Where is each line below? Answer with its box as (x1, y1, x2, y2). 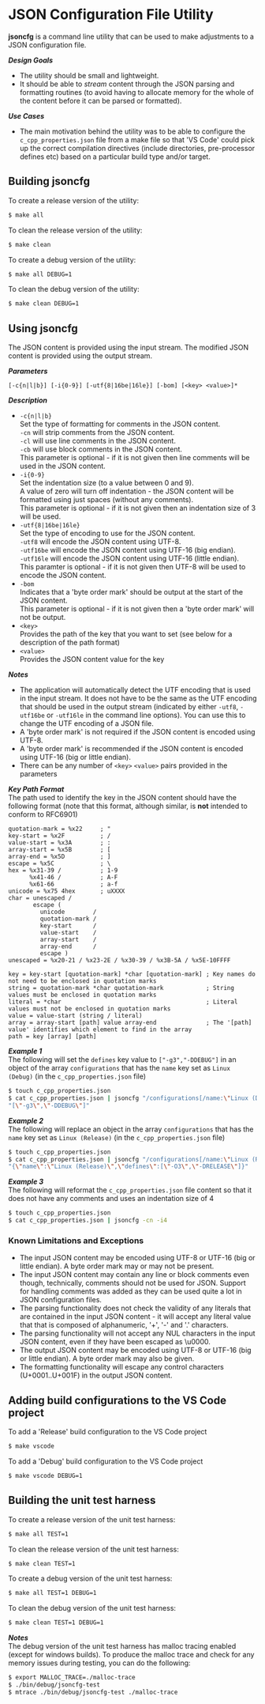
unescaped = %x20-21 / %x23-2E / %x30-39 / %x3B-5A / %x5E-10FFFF (8, 957, 231, 965)
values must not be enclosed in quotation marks (8, 1005, 171, 1013)
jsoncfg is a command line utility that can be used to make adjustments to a (8, 32, 255, 41)
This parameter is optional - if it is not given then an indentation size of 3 (19, 504, 256, 513)
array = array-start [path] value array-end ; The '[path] (8, 1018, 252, 1027)
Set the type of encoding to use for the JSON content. (19, 528, 196, 538)
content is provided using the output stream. (8, 351, 152, 361)
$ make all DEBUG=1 (8, 270, 73, 278)
